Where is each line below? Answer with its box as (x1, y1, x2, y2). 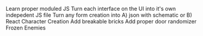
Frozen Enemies (5, 24, 46, 31)
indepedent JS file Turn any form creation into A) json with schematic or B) (5, 11, 192, 19)
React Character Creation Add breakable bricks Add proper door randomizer (5, 18, 197, 25)
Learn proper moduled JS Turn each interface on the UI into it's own (5, 5, 176, 12)
